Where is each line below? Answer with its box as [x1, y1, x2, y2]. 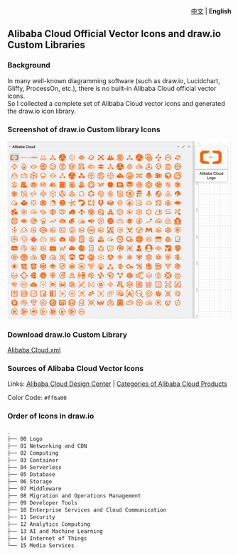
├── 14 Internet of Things [7, 534, 87, 542]
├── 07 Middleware [7, 485, 62, 492]
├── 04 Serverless [7, 463, 62, 471]
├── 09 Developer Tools [7, 499, 78, 507]
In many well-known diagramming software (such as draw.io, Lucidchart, [7, 76, 220, 85]
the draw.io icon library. [7, 107, 77, 115]
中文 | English [190, 7, 232, 15]
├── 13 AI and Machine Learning [7, 527, 103, 535]
